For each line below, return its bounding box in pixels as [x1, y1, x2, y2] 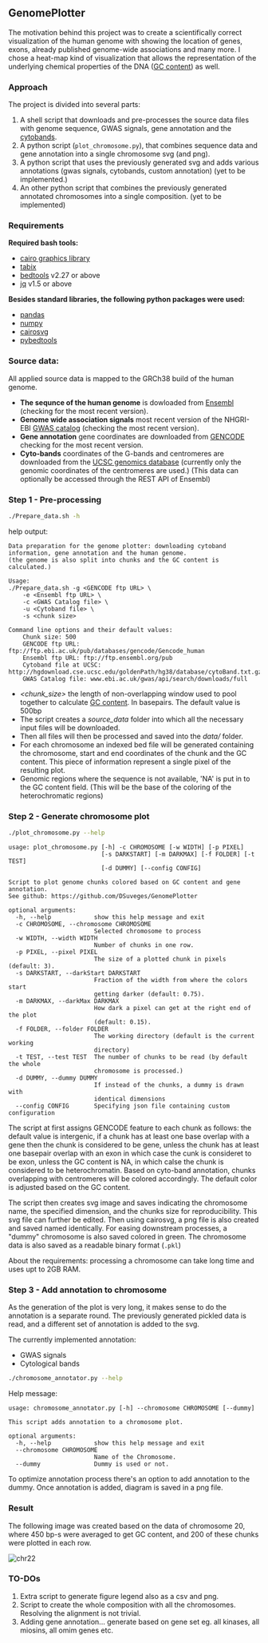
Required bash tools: [8, 238, 78, 248]
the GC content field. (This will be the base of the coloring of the [19, 782, 232, 792]
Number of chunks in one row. [93, 941, 195, 949]
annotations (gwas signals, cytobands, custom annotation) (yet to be [19, 166, 246, 176]
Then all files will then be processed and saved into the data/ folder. [19, 731, 243, 741]
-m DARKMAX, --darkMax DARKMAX [15, 997, 120, 1005]
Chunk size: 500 [22, 633, 77, 641]
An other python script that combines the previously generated [19, 183, 227, 193]
